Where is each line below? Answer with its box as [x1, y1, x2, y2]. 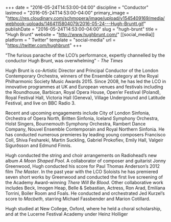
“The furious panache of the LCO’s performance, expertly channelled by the [5, 52, 165, 58]
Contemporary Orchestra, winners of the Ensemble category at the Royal [5, 73, 159, 79]
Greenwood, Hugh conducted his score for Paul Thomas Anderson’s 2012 [5, 163, 160, 169]
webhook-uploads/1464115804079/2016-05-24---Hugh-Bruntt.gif [5, 20, 144, 27]
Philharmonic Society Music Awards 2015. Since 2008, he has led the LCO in [5, 79, 166, 84]
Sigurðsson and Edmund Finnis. [5, 142, 72, 149]
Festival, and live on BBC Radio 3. [5, 100, 76, 106]
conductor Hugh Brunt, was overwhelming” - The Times [5, 58, 124, 63]
